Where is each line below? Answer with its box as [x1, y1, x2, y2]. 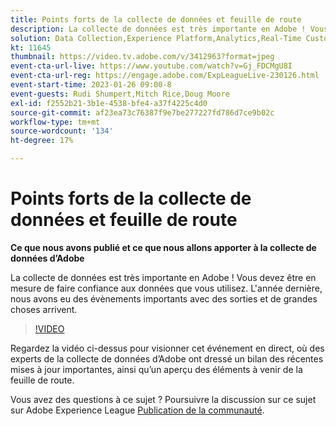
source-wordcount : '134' [10, 126, 114, 136]
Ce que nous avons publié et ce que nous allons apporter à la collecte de [10, 241, 317, 253]
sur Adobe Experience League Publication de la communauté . [10, 404, 265, 416]
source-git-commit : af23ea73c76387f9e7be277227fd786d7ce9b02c [10, 107, 275, 118]
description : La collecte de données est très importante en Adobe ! [10, 24, 307, 34]
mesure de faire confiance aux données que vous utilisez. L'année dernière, [10, 282, 323, 294]
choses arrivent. [10, 303, 78, 315]
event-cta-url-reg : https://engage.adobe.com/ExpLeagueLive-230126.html [10, 71, 320, 81]
